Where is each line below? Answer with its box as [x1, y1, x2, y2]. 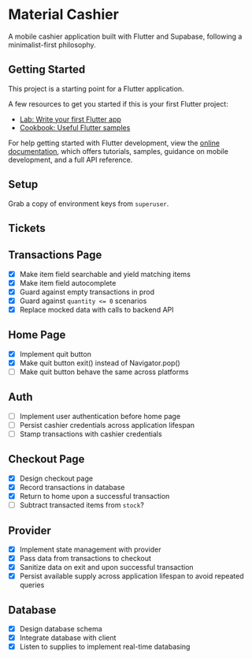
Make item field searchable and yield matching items [19, 269, 191, 279]
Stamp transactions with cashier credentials [19, 429, 163, 439]
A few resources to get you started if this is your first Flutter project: [8, 99, 228, 108]
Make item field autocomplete [19, 278, 117, 287]
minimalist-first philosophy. [8, 39, 96, 49]
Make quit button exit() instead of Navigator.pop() [19, 358, 181, 368]
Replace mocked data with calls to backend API [19, 305, 175, 315]
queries [19, 580, 45, 590]
